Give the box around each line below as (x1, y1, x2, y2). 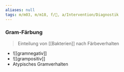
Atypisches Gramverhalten (12, 61, 68, 67)
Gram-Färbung (5, 29, 43, 36)
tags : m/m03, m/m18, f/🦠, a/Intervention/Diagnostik (5, 12, 119, 17)
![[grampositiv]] (12, 55, 46, 61)
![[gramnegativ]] (12, 50, 47, 56)
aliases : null (5, 7, 35, 13)
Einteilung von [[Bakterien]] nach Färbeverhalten (17, 40, 119, 46)
